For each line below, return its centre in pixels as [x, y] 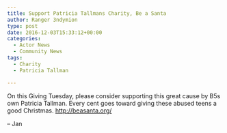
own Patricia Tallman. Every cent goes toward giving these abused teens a [112, 103]
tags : [15, 58]
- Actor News [32, 45]
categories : [24, 39]
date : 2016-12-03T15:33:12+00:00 [55, 32]
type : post [23, 26]
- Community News [38, 52]
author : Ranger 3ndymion [42, 20]
